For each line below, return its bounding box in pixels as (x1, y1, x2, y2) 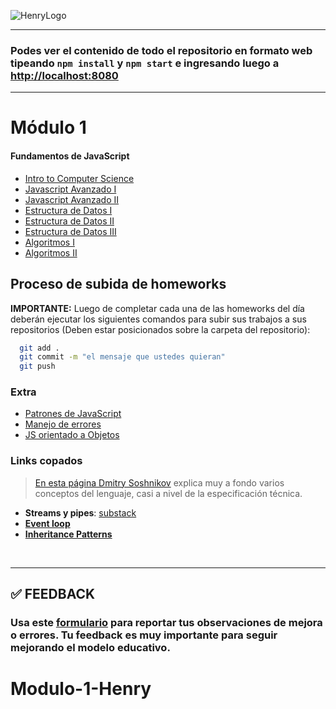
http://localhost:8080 (10, 68, 119, 82)
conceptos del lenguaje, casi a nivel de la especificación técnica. (34, 487, 303, 499)
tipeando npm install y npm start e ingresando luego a (10, 56, 280, 70)
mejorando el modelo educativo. (10, 641, 171, 655)
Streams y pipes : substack (24, 506, 137, 519)
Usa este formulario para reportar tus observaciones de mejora (10, 616, 323, 630)
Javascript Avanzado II (24, 193, 120, 205)
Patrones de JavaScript (24, 408, 122, 420)
